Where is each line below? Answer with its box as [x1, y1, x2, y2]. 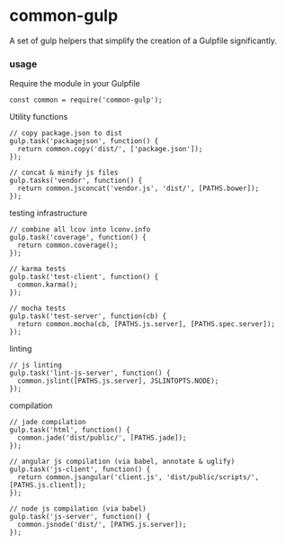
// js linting [9, 361, 63, 370]
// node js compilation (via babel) [9, 504, 147, 513]
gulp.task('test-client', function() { [9, 272, 159, 282]
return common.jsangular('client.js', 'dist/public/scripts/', [17, 473, 259, 482]
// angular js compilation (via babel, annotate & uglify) [9, 457, 236, 467]
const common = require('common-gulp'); [9, 95, 164, 104]
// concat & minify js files [9, 168, 119, 177]
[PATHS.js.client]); [9, 481, 87, 490]
